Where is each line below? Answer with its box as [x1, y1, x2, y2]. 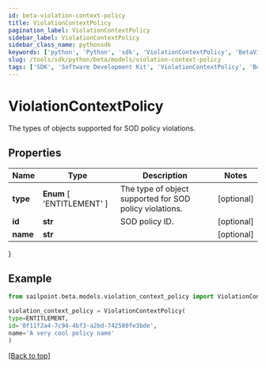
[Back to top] [8, 351, 51, 360]
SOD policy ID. [120, 215, 174, 226]
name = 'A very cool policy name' [8, 329, 115, 337]
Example [8, 271, 52, 285]
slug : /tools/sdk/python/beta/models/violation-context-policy [8, 56, 222, 64]
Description [142, 169, 188, 180]
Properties [8, 146, 62, 160]
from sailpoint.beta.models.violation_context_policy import [8, 293, 215, 301]
